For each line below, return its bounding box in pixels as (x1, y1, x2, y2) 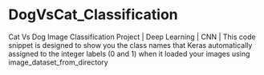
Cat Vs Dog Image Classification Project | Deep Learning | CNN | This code (8, 32, 256, 41)
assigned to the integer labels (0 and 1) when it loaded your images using (8, 49, 250, 58)
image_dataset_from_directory (8, 57, 108, 67)
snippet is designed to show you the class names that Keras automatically (8, 40, 253, 49)
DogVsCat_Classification (8, 6, 178, 24)
